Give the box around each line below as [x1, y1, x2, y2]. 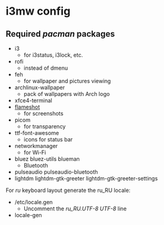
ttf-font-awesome [14, 130, 59, 136]
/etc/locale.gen [14, 199, 53, 205]
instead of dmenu [23, 64, 68, 72]
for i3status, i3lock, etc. [23, 51, 84, 59]
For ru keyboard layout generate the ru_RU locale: [5, 186, 130, 194]
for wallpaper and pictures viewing [23, 78, 111, 84]
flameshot [14, 103, 40, 111]
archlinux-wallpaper [14, 84, 65, 91]
